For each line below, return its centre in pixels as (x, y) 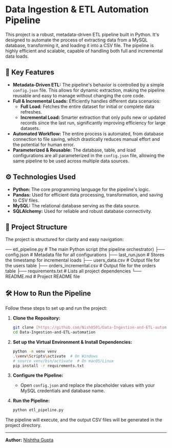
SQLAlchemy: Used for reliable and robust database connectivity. (82, 211)
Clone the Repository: (36, 318)
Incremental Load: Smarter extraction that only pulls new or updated (93, 117)
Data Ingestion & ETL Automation (77, 9)
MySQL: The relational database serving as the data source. (76, 205)
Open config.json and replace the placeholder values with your (88, 386)
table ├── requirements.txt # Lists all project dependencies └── (73, 271)
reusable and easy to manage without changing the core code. (79, 95)
